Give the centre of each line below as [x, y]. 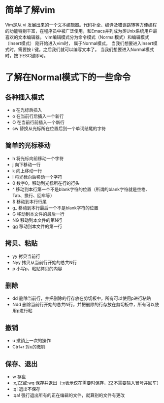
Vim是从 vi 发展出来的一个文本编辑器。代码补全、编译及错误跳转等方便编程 [81, 25]
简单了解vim [30, 10]
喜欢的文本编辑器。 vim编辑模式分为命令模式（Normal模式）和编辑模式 [77, 37]
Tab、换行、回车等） [33, 195]
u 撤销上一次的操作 [32, 341]
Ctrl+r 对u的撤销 [29, 347]
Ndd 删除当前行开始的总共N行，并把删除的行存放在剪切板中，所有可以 [83, 305]
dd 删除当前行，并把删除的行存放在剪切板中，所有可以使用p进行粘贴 [82, 298]
